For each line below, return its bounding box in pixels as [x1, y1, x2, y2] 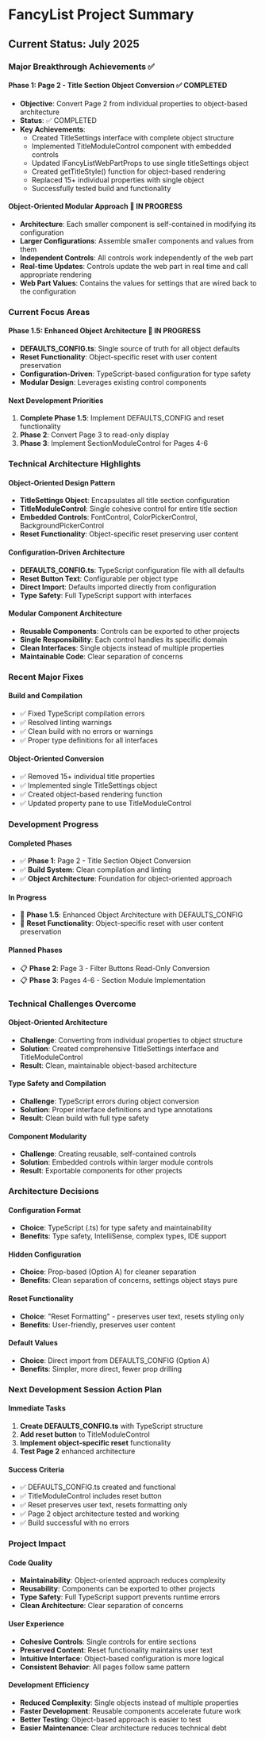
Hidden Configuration [8, 1250, 82, 1259]
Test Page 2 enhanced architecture [19, 1446, 136, 1457]
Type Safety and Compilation [8, 1079, 106, 1088]
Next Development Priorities [8, 395, 104, 405]
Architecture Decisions [8, 1186, 99, 1197]
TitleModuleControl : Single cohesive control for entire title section [19, 504, 238, 513]
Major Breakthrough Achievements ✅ [8, 61, 156, 72]
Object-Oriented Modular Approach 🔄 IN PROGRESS [8, 202, 182, 211]
